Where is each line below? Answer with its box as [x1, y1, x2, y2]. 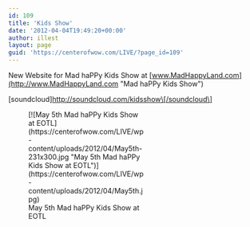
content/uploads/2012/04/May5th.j [28, 186, 144, 195]
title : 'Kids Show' [8, 19, 73, 27]
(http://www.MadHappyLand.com [8, 79, 119, 88]
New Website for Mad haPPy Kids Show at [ [8, 71, 153, 80]
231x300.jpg [28, 152, 69, 162]
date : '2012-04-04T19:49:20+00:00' [8, 26, 127, 34]
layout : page [8, 41, 52, 49]
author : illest [8, 33, 59, 42]
